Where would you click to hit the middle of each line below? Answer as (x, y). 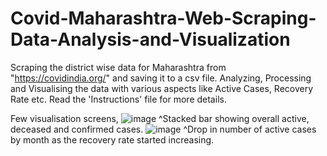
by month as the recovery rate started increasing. (112, 139)
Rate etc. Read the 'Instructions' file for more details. (118, 99)
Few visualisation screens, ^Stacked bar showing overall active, (160, 118)
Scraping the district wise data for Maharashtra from (118, 67)
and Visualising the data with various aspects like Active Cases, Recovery (162, 88)
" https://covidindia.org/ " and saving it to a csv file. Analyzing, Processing (161, 78)
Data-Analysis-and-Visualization (150, 39)
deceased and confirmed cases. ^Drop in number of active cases (163, 129)
